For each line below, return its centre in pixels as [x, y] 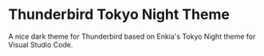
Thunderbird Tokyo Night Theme [119, 15]
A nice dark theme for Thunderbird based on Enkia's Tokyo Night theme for [132, 36]
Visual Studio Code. [41, 44]
